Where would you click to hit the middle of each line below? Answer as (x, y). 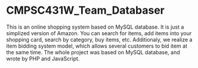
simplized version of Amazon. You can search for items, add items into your (99, 33)
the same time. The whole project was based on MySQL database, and (93, 52)
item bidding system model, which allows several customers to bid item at (97, 46)
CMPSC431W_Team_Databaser (86, 10)
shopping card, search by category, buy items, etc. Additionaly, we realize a (99, 39)
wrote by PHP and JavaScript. (43, 58)
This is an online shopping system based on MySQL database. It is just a (95, 27)
